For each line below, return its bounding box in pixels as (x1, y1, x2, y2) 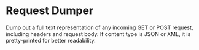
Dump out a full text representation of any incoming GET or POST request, (6, 24, 193, 31)
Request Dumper (6, 4, 93, 18)
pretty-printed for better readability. (6, 37, 96, 44)
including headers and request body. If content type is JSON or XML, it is (6, 30, 191, 37)
